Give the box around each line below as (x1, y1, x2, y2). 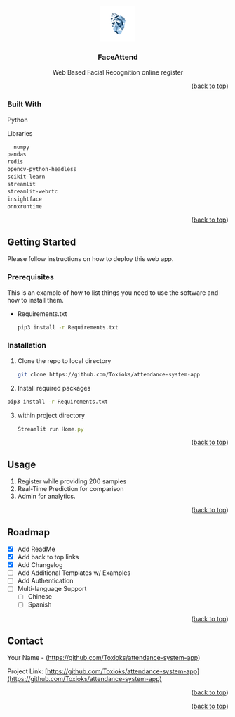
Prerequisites (7, 272, 54, 282)
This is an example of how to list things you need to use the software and (7, 288, 219, 297)
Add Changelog (17, 561, 63, 569)
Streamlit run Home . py (17, 425, 84, 433)
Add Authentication (17, 576, 74, 585)
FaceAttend (98, 52, 138, 62)
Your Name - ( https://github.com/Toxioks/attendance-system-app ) (7, 654, 201, 662)
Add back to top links (17, 553, 79, 561)
